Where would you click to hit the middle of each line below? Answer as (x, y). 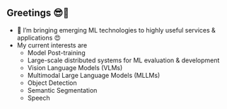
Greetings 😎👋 (38, 13)
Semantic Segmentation (62, 90)
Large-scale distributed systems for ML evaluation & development (123, 60)
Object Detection (52, 83)
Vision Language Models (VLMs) (75, 67)
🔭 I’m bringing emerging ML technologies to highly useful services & (116, 30)
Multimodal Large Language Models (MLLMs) (94, 75)
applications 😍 (39, 38)
